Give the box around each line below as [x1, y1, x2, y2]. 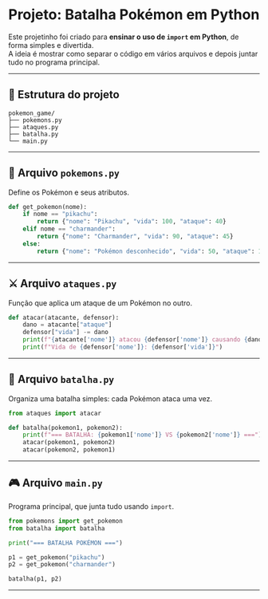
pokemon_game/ [8, 109, 56, 117]
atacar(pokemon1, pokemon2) [22, 439, 116, 447]
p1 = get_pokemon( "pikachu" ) [8, 553, 105, 562]
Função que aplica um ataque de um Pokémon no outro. [8, 298, 193, 308]
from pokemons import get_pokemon [8, 517, 124, 525]
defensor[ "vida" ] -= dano [22, 329, 109, 337]
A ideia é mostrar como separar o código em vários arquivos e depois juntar [8, 49, 258, 58]
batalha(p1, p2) [8, 575, 62, 583]
